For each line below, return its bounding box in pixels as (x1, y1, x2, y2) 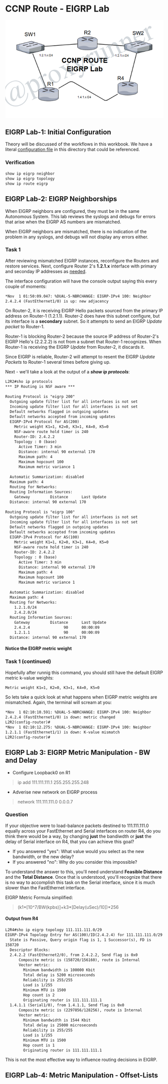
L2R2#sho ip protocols (5, 379, 53, 384)
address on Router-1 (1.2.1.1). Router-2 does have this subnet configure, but (5, 313, 160, 319)
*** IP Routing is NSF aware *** (5, 384, 75, 389)
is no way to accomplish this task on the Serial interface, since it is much (5, 879, 155, 885)
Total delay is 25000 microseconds (23, 1023, 98, 1028)
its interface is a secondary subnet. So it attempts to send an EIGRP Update (5, 318, 162, 324)
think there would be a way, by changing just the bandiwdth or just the (5, 833, 152, 839)
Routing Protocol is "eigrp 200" (5, 394, 75, 399)
